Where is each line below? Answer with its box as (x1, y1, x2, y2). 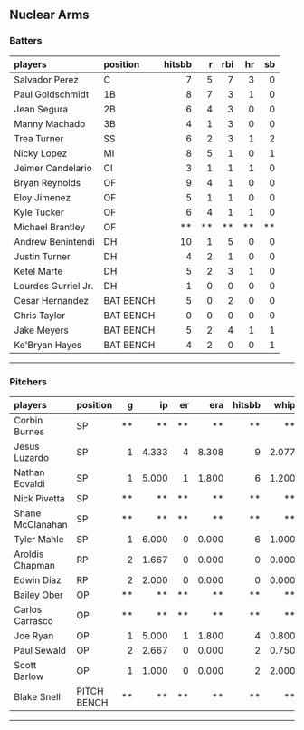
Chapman (14, 559, 56, 571)
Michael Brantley (14, 220, 86, 233)
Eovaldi (14, 477, 45, 490)
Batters (9, 34, 43, 47)
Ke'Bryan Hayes (14, 338, 82, 351)
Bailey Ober (14, 589, 63, 601)
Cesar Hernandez (14, 294, 89, 307)
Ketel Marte (14, 265, 63, 277)
